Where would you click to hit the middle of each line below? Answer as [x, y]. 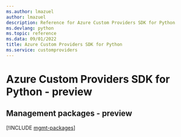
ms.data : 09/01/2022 [32, 39]
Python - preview [49, 92]
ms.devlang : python [30, 28]
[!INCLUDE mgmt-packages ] [41, 128]
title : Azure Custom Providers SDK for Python [64, 45]
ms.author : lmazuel [30, 12]
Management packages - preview [69, 114]
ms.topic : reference [32, 34]
